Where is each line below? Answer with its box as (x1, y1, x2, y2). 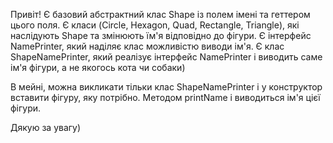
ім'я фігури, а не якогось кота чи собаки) (10, 62, 186, 73)
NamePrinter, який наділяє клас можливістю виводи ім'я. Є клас (10, 40, 285, 52)
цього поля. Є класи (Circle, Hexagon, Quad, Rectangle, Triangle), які (10, 19, 300, 31)
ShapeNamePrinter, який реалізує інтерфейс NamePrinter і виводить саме (10, 51, 323, 63)
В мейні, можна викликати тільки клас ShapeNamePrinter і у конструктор (10, 81, 323, 93)
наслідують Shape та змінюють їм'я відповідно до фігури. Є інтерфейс (10, 30, 312, 41)
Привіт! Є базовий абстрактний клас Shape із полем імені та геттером (10, 9, 311, 20)
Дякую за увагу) (10, 122, 82, 133)
